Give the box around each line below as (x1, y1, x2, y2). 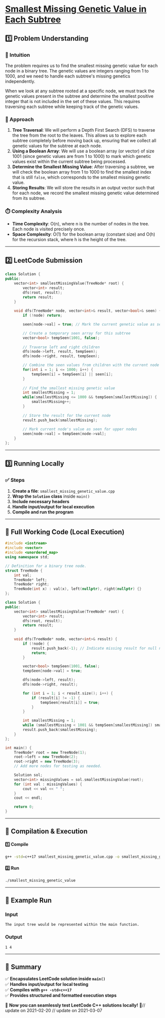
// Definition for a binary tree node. (5, 563, 87, 568)
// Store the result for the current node (23, 413, 111, 418)
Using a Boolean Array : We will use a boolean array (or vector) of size (12, 148, 155, 154)
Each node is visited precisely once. (12, 226, 85, 232)
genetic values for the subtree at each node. (12, 143, 102, 149)
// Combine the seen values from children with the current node (23, 363, 160, 368)
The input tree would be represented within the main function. (5, 922, 139, 927)
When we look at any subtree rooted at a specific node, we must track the (5, 88, 155, 94)
